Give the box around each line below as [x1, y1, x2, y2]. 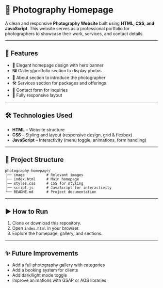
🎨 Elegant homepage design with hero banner [12, 62, 104, 68]
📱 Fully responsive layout [12, 92, 62, 98]
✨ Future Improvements [5, 249, 79, 257]
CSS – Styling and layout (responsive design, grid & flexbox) [12, 132, 132, 138]
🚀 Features [5, 49, 38, 58]
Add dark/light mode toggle [12, 272, 67, 278]
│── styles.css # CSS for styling [5, 181, 83, 186]
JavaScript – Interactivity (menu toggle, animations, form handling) [12, 137, 147, 143]
